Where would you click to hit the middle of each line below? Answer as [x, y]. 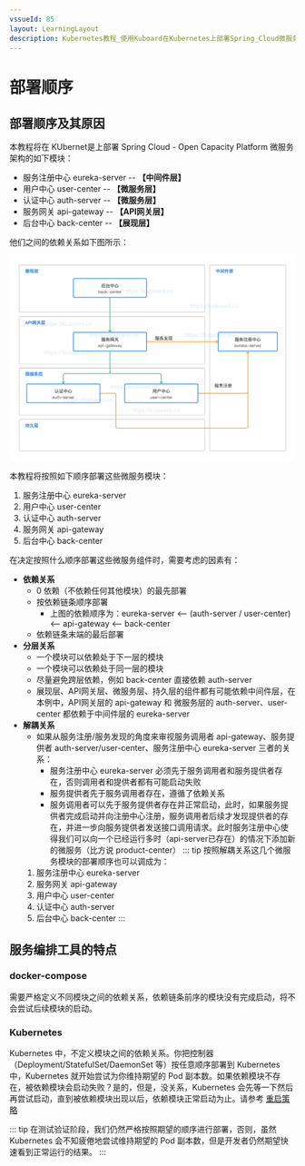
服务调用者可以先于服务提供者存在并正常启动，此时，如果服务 [165, 805]
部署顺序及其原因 [57, 123]
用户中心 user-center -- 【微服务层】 [91, 189]
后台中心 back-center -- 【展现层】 [88, 223]
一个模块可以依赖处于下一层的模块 [100, 657]
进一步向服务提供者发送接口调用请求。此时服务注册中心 [177, 827]
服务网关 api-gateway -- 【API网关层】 [96, 212]
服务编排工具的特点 [63, 949]
